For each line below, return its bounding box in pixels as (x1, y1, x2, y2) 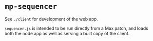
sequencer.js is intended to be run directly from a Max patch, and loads (4, 25, 148, 31)
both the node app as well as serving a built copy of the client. (4, 30, 130, 36)
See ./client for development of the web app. (4, 16, 98, 22)
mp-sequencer (4, 2, 57, 11)
